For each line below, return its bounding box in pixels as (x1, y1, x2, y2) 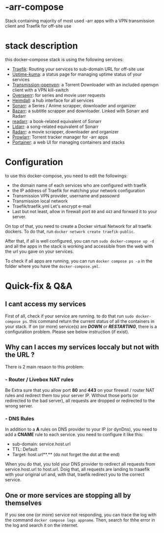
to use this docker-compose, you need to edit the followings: (5, 173, 128, 179)
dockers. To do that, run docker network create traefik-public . (5, 228, 135, 234)
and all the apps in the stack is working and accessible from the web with (5, 243, 153, 249)
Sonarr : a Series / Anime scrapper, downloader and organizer (12, 102, 136, 108)
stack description (5, 40, 78, 52)
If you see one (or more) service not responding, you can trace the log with (5, 512, 157, 518)
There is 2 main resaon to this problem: (5, 364, 84, 370)
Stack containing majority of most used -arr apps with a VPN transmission (5, 18, 155, 24)
